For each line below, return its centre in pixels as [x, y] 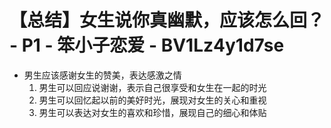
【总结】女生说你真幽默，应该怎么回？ [167, 20]
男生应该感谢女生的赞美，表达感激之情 [102, 75]
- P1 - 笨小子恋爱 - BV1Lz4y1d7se [147, 45]
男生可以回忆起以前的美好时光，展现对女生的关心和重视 [152, 100]
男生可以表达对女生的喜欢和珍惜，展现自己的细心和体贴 [152, 112]
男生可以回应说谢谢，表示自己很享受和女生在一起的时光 [152, 87]
